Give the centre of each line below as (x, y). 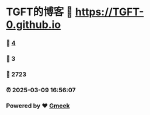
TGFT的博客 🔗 (39, 12)
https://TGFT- (109, 12)
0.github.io (34, 25)
